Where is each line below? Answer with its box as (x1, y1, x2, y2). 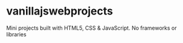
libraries (6, 30, 27, 38)
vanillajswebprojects (6, 4, 114, 18)
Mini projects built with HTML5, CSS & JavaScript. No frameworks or (6, 24, 177, 31)
